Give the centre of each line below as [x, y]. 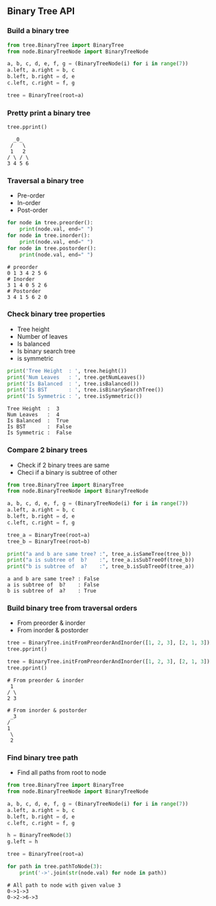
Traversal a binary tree [46, 180]
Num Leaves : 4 [33, 415]
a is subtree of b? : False [53, 585]
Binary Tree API [41, 11]
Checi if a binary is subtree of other [67, 472]
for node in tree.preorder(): [50, 223]
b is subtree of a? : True [52, 591]
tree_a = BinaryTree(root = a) [49, 535]
